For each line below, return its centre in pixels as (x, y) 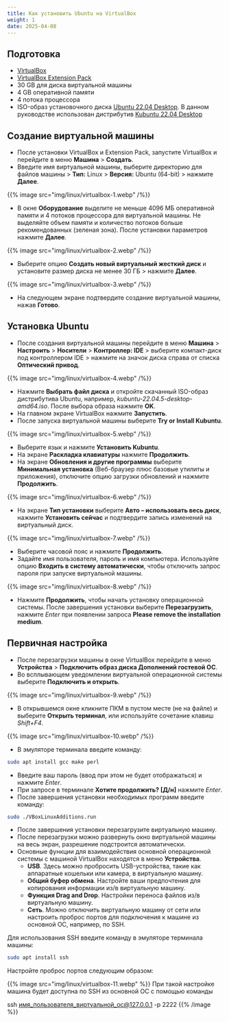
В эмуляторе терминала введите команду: (79, 749)
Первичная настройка (57, 643)
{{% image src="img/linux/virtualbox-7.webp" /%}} (79, 538)
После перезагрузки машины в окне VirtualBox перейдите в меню (114, 660)
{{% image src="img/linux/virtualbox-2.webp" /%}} (80, 250)
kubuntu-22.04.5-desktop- (155, 399)
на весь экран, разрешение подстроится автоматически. (101, 844)
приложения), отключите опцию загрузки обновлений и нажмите (113, 476)
